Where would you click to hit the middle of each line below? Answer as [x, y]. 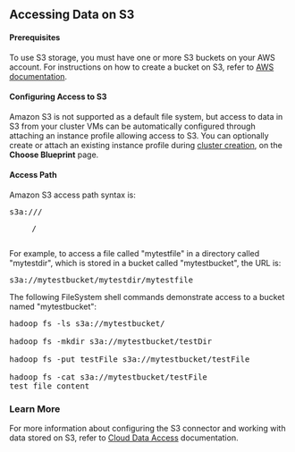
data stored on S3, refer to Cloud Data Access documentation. [124, 438]
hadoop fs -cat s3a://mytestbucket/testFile [109, 377]
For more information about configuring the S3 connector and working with [147, 429]
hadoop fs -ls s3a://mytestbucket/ [87, 324]
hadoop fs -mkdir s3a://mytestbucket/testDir [111, 342]
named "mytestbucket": [53, 306]
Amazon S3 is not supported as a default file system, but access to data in [146, 116]
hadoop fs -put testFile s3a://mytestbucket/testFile [130, 360]
